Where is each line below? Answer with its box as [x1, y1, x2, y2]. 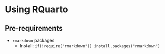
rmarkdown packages [12, 37, 55, 43]
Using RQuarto [5, 4, 68, 15]
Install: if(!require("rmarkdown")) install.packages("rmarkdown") [19, 43, 161, 49]
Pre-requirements [5, 24, 63, 33]
